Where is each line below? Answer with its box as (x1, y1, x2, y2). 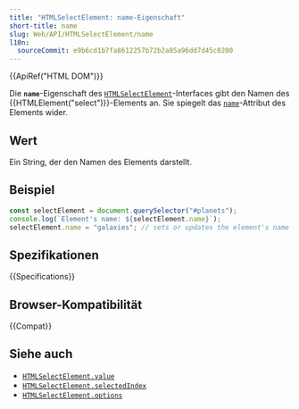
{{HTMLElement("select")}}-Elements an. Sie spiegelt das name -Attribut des (9, 97, 287, 108)
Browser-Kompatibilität (9, 296, 143, 313)
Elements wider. (9, 107, 69, 118)
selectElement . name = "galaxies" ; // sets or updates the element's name (9, 222, 290, 232)
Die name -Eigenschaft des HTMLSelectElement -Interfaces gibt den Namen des (9, 88, 290, 99)
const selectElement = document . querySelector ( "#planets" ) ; (9, 206, 238, 215)
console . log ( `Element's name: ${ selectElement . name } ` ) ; (9, 214, 221, 223)
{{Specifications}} (9, 271, 76, 282)
